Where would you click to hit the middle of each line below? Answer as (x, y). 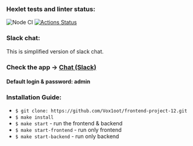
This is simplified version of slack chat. (55, 51)
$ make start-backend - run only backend (67, 136)
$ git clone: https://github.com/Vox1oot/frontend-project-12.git (101, 111)
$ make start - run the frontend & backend (69, 123)
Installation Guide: (34, 97)
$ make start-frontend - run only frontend (68, 130)
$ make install (34, 117)
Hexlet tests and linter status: (51, 9)
